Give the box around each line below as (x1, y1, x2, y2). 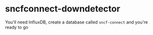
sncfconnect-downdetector (5, 3, 121, 14)
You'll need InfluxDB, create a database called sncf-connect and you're (5, 19, 148, 25)
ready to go (5, 24, 28, 30)
